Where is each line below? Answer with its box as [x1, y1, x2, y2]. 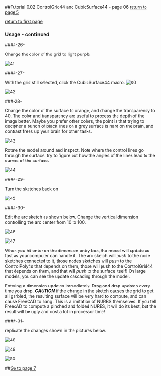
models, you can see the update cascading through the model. [5, 273, 130, 279]
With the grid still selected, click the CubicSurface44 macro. [5, 80, 125, 86]
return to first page [5, 19, 43, 24]
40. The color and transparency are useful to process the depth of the [5, 113, 145, 119]
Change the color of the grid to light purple [5, 51, 90, 57]
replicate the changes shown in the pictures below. [5, 328, 106, 334]
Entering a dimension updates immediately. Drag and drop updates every [5, 283, 151, 289]
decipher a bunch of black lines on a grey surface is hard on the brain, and [5, 124, 154, 129]
